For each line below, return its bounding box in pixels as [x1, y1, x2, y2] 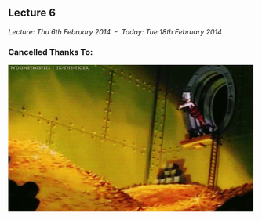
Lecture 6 [8, 6, 56, 20]
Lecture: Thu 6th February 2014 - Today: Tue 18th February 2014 [8, 27, 222, 36]
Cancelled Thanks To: [8, 46, 93, 57]
